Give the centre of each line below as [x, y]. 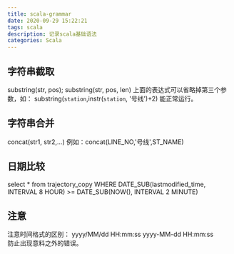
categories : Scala [35, 41]
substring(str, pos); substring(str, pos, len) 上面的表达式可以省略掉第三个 [114, 89]
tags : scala [25, 27]
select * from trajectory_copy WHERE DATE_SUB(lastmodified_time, [107, 184]
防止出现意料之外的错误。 [45, 243]
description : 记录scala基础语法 [52, 34]
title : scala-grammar [40, 14]
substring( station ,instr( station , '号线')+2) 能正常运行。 [116, 98]
